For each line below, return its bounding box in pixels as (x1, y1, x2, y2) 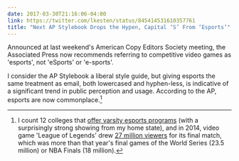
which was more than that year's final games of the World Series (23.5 (17, 139, 225, 148)
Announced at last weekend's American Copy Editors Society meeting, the (7, 43, 226, 52)
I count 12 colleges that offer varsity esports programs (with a (17, 116, 199, 125)
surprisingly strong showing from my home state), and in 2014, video (17, 123, 220, 132)
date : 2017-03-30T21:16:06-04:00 (7, 10, 107, 18)
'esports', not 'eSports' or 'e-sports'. (7, 58, 114, 67)
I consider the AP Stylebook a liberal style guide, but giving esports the (7, 72, 216, 80)
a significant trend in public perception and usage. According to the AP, (7, 87, 217, 96)
